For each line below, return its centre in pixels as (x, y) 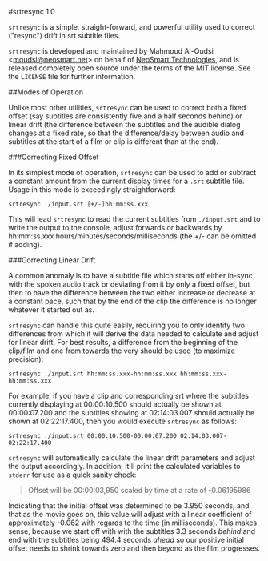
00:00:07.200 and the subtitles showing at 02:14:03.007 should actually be (131, 413)
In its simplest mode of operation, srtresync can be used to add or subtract (132, 172)
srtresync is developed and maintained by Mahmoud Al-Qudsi (111, 51)
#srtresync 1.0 (32, 12)
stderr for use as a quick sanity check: (72, 475)
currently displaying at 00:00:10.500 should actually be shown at (115, 404)
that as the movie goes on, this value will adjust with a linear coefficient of (130, 514)
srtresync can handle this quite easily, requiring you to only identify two (127, 325)
